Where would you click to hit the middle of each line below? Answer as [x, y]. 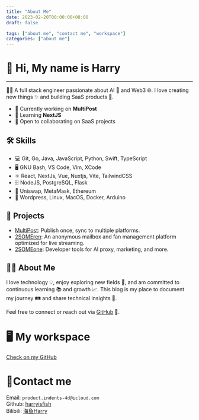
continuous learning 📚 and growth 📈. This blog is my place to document [95, 289]
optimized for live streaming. [49, 243]
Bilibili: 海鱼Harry [27, 411]
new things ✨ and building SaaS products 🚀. [60, 97]
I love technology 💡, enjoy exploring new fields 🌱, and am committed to [93, 282]
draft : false [22, 23]
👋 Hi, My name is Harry [63, 68]
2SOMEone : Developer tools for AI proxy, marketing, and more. [92, 249]
